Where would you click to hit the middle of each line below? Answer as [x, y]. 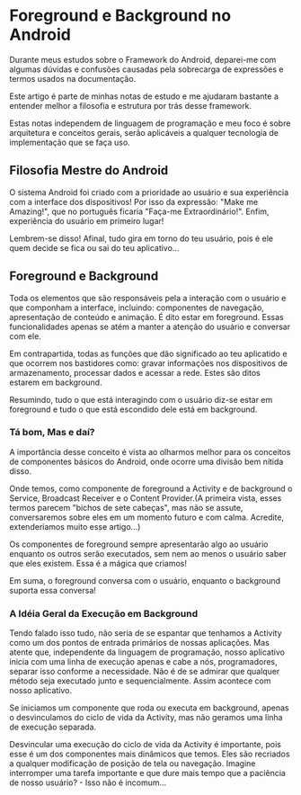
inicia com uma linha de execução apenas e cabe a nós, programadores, [144, 662]
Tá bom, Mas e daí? [52, 433]
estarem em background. [56, 382]
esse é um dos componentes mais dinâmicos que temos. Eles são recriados [150, 754]
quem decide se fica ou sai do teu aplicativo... [94, 247]
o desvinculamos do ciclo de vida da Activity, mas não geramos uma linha [146, 718]
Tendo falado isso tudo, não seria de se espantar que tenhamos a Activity [146, 633]
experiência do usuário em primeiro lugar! [87, 220]
